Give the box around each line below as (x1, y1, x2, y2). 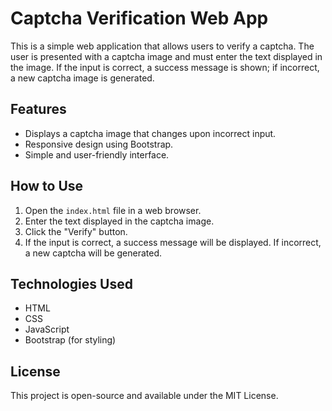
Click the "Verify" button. (24, 225, 128, 237)
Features (10, 101, 67, 118)
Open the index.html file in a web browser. (24, 204, 202, 216)
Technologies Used (10, 275, 133, 292)
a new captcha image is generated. (10, 72, 155, 84)
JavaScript (24, 323, 70, 336)
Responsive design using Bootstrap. (24, 138, 174, 150)
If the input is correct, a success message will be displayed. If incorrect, (24, 236, 322, 248)
